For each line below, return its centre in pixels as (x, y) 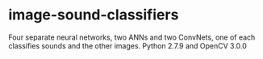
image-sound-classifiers (94, 15)
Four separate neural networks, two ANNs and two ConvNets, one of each (132, 37)
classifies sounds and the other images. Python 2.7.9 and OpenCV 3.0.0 (128, 45)
